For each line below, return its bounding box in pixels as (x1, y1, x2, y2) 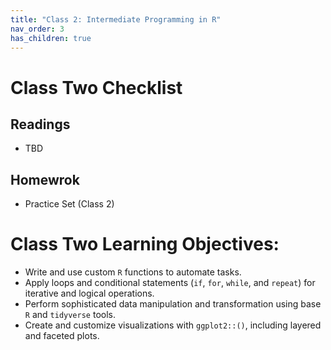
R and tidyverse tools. (24, 309, 116, 321)
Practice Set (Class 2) (24, 198, 115, 210)
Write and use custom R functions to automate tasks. (24, 266, 242, 278)
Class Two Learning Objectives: (10, 233, 280, 256)
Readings (10, 116, 71, 133)
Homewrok (10, 171, 80, 188)
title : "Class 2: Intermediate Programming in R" (10, 14, 222, 25)
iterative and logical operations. (24, 287, 155, 300)
